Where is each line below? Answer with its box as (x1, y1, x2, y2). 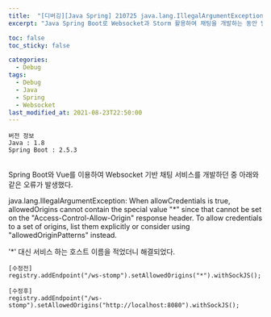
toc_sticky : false (8, 41, 70, 49)
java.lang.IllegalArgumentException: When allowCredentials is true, (8, 196, 231, 206)
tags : (8, 71, 27, 79)
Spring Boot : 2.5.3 (8, 146, 78, 154)
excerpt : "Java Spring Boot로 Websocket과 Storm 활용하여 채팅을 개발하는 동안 (8, 19, 258, 27)
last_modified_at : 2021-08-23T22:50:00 (8, 108, 143, 117)
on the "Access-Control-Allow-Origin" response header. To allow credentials (8, 213, 263, 223)
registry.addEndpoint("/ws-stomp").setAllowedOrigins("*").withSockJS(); (8, 272, 262, 280)
